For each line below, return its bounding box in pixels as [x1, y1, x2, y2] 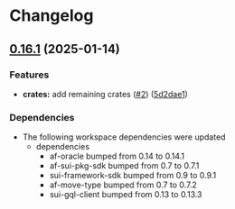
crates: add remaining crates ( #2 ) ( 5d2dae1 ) [22, 88, 188, 99]
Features [9, 68, 50, 81]
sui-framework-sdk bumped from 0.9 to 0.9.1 [49, 170, 217, 181]
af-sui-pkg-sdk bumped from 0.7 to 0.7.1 [49, 160, 200, 171]
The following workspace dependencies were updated [22, 132, 226, 142]
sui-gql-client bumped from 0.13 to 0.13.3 [49, 189, 202, 200]
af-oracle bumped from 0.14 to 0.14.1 [49, 150, 185, 162]
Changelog [9, 5, 94, 26]
